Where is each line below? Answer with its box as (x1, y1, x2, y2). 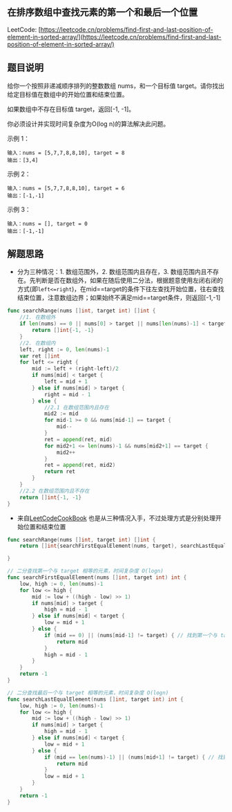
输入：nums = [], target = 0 (7, 220, 88, 227)
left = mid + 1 (43, 378, 88, 385)
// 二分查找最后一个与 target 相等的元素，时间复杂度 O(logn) (7, 689, 169, 696)
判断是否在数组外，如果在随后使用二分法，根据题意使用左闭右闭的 (35, 276, 223, 285)
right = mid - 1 (43, 391, 91, 398)
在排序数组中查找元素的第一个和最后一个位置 (7, 6, 198, 19)
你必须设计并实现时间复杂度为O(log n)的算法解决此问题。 (7, 120, 170, 128)
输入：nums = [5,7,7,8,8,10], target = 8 (7, 149, 125, 156)
